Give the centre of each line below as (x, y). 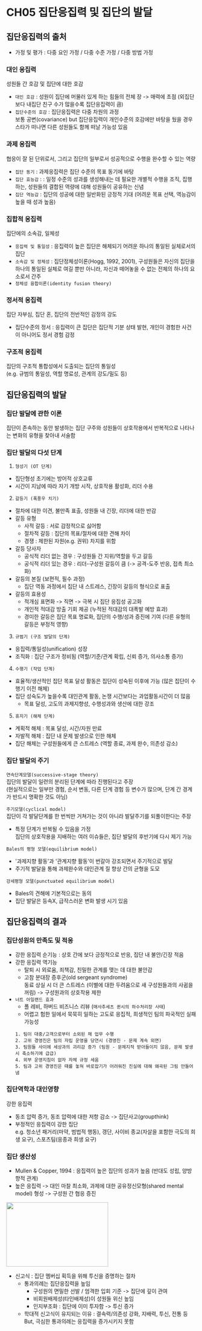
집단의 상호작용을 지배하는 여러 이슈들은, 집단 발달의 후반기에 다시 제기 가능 (103, 836)
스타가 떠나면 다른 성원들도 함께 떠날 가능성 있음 (71, 127)
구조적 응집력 (24, 352)
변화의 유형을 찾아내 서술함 (44, 435)
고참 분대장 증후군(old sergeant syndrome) (76, 977)
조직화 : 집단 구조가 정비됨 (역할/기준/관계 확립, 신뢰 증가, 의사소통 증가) (99, 656)
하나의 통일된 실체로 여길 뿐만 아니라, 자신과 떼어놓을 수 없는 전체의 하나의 (102, 269)
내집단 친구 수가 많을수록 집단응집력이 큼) (75, 104)
